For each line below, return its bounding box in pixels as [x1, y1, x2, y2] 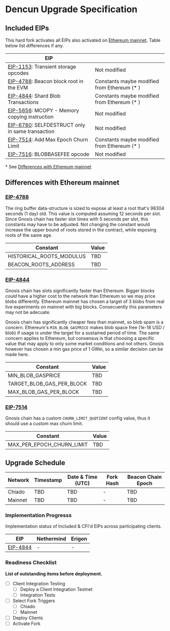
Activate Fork [12, 620, 40, 627]
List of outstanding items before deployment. [5, 571, 103, 577]
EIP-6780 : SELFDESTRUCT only [8, 122, 86, 128]
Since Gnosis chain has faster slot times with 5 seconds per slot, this [5, 216, 148, 222]
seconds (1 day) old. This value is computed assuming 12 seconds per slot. [5, 211, 161, 217]
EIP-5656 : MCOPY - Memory [8, 107, 79, 114]
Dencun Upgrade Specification [5, 4, 138, 15]
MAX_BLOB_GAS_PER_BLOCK [8, 388, 79, 395]
